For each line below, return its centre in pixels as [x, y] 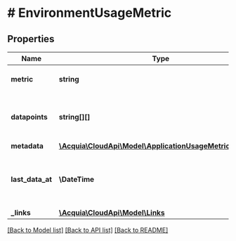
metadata [27, 146]
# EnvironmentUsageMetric [90, 13]
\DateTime [77, 179]
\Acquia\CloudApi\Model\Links [112, 213]
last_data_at [32, 179]
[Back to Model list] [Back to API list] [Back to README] [88, 230]
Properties [31, 39]
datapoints [29, 117]
